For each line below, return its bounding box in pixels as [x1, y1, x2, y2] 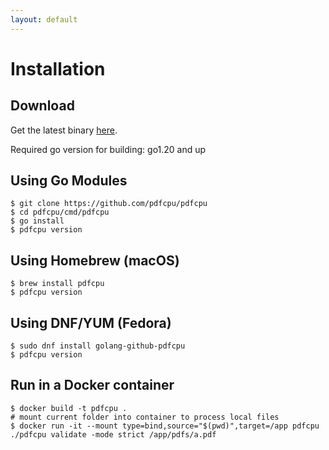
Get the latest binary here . [10, 124, 118, 136]
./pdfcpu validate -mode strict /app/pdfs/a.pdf [10, 429, 217, 440]
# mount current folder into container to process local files [10, 412, 280, 422]
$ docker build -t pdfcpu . [10, 403, 128, 413]
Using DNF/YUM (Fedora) [10, 314, 172, 331]
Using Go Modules [10, 172, 128, 190]
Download [10, 97, 75, 115]
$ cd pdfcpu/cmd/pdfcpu [10, 207, 110, 218]
